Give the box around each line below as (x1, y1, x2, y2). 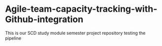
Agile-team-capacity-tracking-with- (5, 3, 158, 15)
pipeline (5, 35, 21, 41)
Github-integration (5, 14, 84, 25)
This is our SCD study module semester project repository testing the (5, 30, 146, 36)
